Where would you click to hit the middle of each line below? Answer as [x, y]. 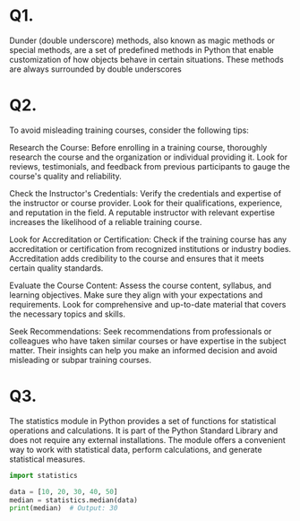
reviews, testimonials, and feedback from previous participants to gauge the [150, 166]
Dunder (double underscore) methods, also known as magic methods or [142, 40]
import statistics [43, 475]
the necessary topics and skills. [67, 314]
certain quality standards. [56, 268]
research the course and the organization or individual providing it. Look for [149, 157]
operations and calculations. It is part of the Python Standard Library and [144, 430]
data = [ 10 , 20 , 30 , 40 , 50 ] [64, 491]
